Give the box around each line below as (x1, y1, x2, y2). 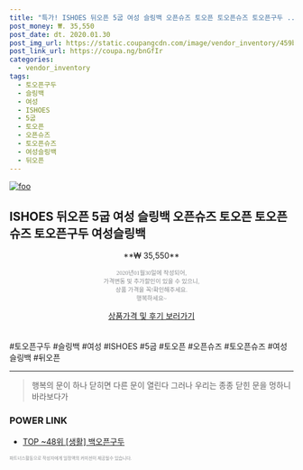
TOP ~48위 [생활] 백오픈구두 (22, 436, 125, 447)
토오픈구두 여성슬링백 (33, 226, 146, 241)
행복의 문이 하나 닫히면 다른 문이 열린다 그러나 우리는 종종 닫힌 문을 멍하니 (31, 380, 291, 391)
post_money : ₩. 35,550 (9, 22, 95, 31)
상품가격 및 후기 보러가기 (107, 310, 196, 321)
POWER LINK (9, 414, 68, 427)
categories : (9, 55, 54, 64)
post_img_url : (9, 38, 63, 48)
